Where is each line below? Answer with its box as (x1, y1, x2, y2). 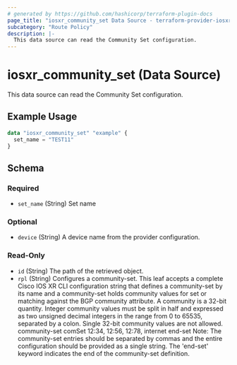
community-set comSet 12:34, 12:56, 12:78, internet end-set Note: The (17, 326, 222, 335)
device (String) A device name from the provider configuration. (17, 233, 200, 241)
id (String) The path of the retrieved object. (17, 266, 144, 275)
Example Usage (7, 111, 78, 123)
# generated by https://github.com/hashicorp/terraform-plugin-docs (7, 10, 213, 18)
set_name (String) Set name (17, 199, 97, 208)
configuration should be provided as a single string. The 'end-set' (17, 342, 209, 350)
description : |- (7, 30, 55, 37)
